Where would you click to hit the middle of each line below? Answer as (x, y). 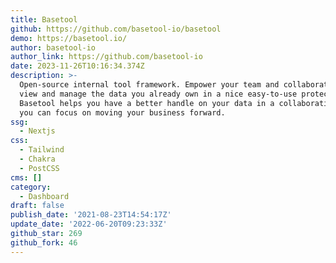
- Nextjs (37, 131)
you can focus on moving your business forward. (122, 112)
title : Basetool (44, 19)
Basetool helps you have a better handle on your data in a (147, 103)
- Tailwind (42, 150)
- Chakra (37, 159)
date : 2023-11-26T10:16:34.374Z (77, 66)
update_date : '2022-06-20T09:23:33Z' (89, 224)
